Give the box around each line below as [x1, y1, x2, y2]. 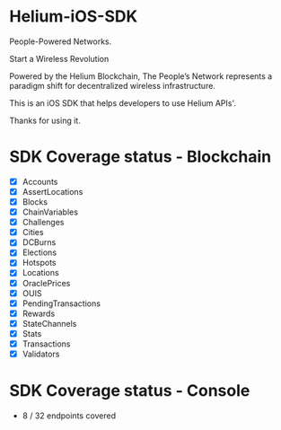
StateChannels [22, 318, 77, 329]
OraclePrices [22, 277, 71, 288]
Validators [22, 348, 60, 359]
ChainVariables [22, 206, 79, 217]
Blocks [22, 197, 48, 207]
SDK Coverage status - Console [9, 381, 250, 401]
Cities [22, 227, 44, 238]
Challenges [22, 217, 65, 228]
